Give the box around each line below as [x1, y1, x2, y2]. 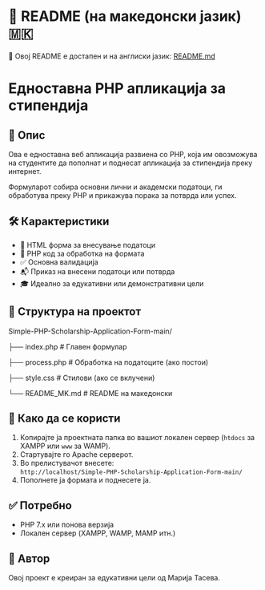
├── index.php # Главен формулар [8, 341, 127, 351]
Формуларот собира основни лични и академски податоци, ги [8, 182, 223, 192]
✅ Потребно [8, 499, 72, 512]
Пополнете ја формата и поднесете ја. [19, 475, 151, 485]
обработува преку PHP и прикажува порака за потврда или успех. [8, 190, 237, 200]
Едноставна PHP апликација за [8, 79, 227, 98]
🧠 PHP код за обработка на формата [19, 249, 145, 258]
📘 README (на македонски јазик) [8, 7, 242, 26]
